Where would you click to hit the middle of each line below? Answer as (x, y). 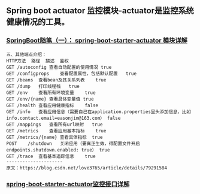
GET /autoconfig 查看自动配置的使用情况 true (59, 67)
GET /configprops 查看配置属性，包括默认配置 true (71, 74)
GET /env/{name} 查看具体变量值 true (50, 99)
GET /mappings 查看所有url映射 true (54, 125)
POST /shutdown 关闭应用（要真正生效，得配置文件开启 (73, 143)
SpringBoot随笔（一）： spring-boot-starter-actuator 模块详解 (97, 41)
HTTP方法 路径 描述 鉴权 (37, 61)
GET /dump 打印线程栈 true (43, 86)
